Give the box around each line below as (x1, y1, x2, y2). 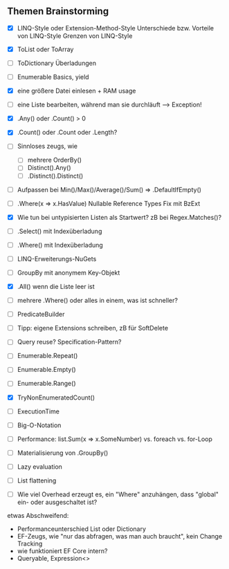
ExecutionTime (17, 407, 60, 416)
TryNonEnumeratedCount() (17, 393, 95, 402)
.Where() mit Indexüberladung (17, 241, 104, 249)
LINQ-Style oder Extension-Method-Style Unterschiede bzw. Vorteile (17, 24, 214, 32)
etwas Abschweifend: (7, 512, 69, 519)
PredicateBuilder (17, 310, 65, 319)
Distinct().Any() (27, 164, 71, 172)
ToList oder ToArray (17, 45, 74, 53)
